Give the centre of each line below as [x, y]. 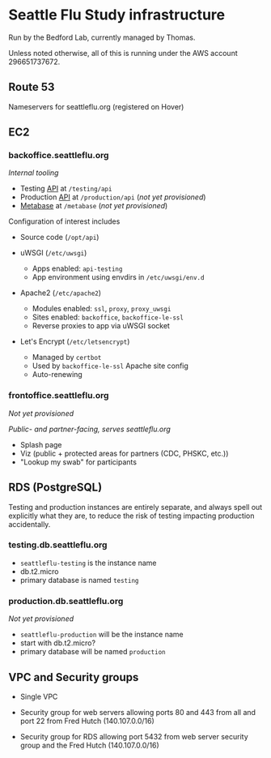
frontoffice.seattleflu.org [59, 396]
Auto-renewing [57, 375]
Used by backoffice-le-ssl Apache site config [110, 366]
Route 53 [32, 87]
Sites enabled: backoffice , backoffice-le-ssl [108, 317]
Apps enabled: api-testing [77, 268]
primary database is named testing [79, 580]
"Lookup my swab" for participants [78, 462]
